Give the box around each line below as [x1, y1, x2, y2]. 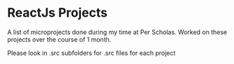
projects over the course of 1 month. [7, 35, 112, 43]
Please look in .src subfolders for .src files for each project [7, 49, 176, 57]
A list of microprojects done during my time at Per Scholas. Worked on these [7, 28, 228, 36]
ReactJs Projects [7, 5, 108, 21]
